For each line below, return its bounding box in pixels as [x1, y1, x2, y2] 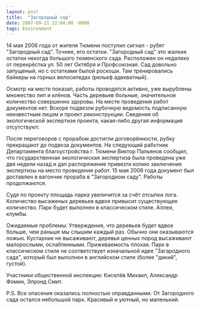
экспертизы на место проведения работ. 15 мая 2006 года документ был [6, 167, 195, 174]
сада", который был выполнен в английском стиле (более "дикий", [6, 254, 178, 261]
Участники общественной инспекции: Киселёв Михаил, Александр [6, 272, 178, 279]
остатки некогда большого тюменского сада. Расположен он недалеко [6, 54, 190, 62]
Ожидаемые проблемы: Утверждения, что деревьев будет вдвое [6, 222, 174, 229]
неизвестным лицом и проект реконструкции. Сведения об [6, 111, 159, 118]
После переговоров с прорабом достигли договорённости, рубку [6, 135, 175, 143]
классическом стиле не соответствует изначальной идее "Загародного [6, 247, 190, 255]
